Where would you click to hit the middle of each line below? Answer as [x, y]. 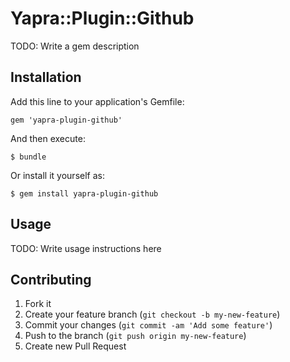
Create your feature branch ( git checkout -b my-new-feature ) [152, 314]
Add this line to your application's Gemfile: [97, 101]
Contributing [51, 279]
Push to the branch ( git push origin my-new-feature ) [135, 336]
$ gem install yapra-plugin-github [84, 193]
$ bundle [28, 157]
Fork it [38, 304]
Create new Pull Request [75, 346]
